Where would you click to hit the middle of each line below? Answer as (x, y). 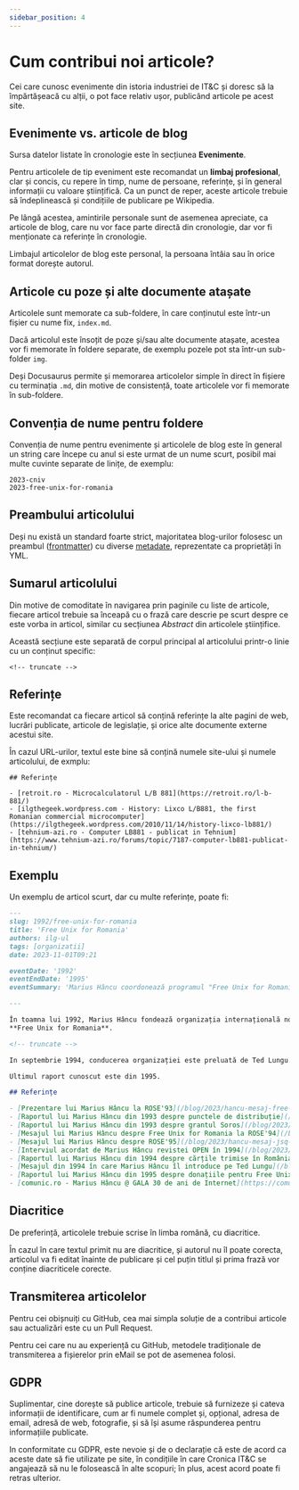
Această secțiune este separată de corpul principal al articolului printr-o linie (149, 641)
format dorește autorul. (52, 263)
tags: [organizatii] (48, 947)
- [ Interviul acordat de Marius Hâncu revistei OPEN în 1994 (125, 1150)
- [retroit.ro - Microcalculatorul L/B (83, 794)
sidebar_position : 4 (48, 17)
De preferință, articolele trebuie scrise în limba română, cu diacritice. (135, 1232)
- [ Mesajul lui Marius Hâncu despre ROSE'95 (93, 1142)
